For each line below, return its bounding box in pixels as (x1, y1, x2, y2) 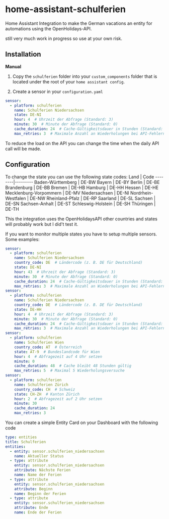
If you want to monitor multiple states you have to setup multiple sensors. (5, 231, 157, 237)
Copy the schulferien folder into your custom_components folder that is (12, 73, 157, 79)
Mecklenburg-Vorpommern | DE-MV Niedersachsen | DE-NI (5, 190, 129, 196)
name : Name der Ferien (14, 473, 62, 478)
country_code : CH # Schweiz (14, 387, 75, 392)
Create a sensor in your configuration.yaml (12, 88, 103, 95)
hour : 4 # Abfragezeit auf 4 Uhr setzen (14, 354, 102, 359)
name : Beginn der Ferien (14, 491, 66, 496)
